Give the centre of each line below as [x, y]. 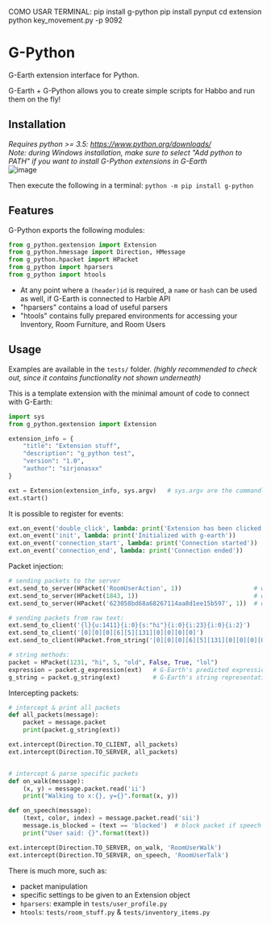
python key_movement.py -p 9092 [65, 20]
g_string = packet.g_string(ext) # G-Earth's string [113, 677]
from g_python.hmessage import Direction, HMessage [97, 252]
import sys [27, 417]
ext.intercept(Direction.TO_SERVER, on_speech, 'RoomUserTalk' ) [119, 855]
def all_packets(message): [54, 715]
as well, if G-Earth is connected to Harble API [95, 298]
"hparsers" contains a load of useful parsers [94, 307]
